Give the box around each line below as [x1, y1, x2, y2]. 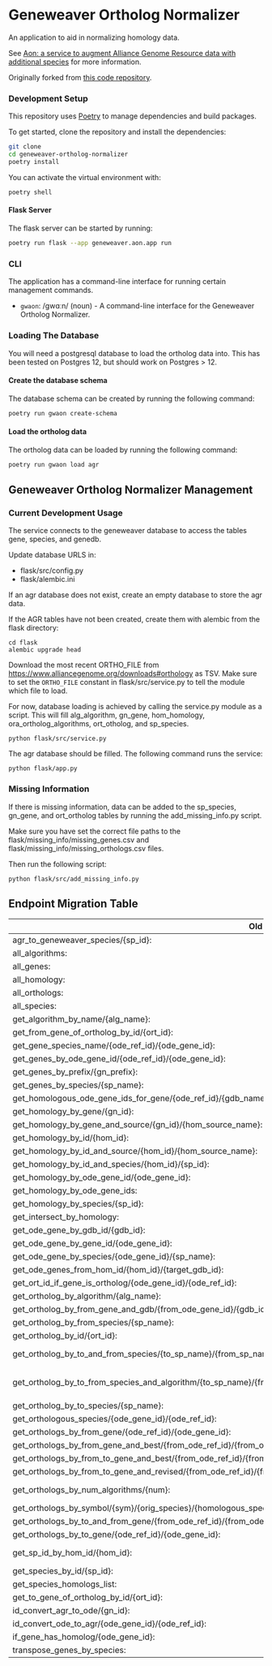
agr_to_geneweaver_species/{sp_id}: [12, 935, 152, 946]
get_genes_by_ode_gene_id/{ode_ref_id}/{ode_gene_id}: [12, 1053, 226, 1065]
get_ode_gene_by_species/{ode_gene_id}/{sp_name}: [12, 1251, 216, 1263]
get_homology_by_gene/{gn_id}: [12, 1106, 134, 1117]
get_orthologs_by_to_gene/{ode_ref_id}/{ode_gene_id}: [12, 1529, 221, 1540]
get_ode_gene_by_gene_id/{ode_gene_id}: [12, 1238, 172, 1249]
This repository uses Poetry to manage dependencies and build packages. [8, 111, 257, 121]
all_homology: [12, 974, 66, 985]
